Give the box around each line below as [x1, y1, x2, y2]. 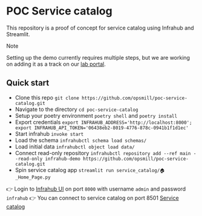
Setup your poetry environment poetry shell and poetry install [15, 112, 177, 119]
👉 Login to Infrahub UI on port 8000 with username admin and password [6, 185, 186, 192]
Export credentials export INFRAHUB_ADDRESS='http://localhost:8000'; [15, 118, 192, 125]
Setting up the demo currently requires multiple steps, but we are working [6, 54, 191, 61]
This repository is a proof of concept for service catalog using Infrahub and [6, 24, 195, 31]
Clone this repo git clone [15, 94, 80, 101]
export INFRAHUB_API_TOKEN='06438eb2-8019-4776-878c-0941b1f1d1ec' [15, 125, 189, 131]
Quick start [6, 78, 50, 88]
